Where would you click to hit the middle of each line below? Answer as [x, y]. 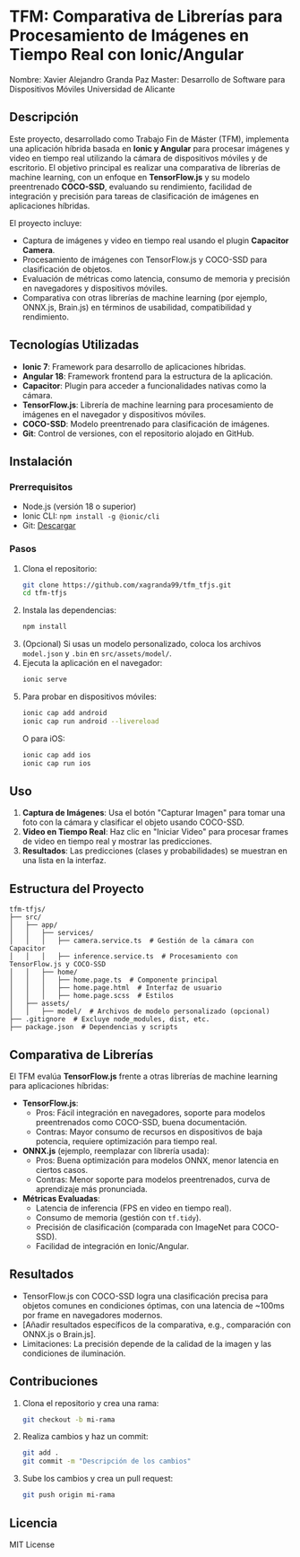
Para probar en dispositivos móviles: [89, 696]
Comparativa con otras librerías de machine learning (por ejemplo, [145, 297]
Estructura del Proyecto [77, 889]
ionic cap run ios [56, 763]
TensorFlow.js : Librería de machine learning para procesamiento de [148, 405]
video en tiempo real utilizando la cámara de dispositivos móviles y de [138, 158]
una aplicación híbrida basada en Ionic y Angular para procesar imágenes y [150, 148]
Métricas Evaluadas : [61, 1198]
